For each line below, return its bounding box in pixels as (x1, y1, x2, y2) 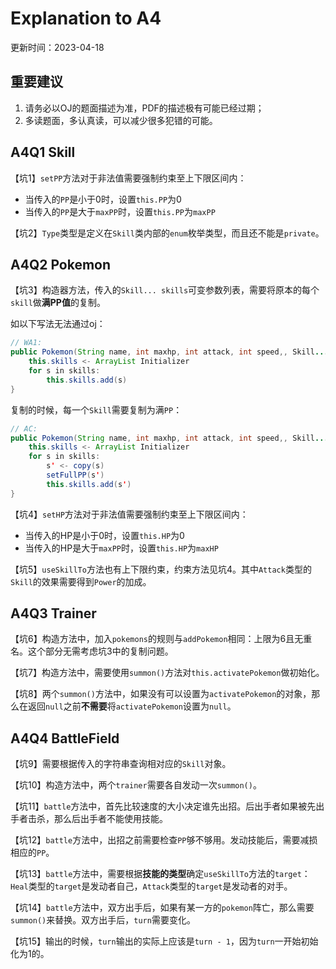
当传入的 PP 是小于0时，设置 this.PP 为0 (24, 193, 182, 205)
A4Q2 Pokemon (10, 256, 112, 273)
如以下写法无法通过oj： (10, 318, 106, 330)
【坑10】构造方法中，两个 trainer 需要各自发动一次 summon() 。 (10, 779, 262, 791)
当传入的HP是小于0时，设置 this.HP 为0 (24, 529, 185, 541)
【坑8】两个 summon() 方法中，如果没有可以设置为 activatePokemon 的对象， (10, 688, 312, 700)
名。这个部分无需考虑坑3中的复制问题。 (10, 645, 174, 657)
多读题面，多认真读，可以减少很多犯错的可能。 (24, 114, 218, 126)
